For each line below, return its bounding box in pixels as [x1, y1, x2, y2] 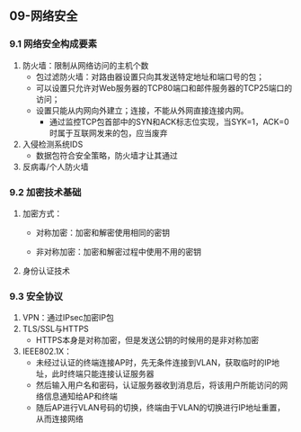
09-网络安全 [9, 8, 78, 24]
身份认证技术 [22, 265, 70, 276]
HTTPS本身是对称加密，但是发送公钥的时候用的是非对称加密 [35, 335, 259, 346]
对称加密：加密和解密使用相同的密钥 [35, 227, 171, 238]
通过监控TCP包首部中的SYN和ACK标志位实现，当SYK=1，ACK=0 [49, 116, 289, 127]
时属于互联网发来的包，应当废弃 [49, 127, 168, 138]
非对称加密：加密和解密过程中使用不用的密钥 [35, 246, 202, 256]
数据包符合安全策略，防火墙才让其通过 [35, 149, 178, 160]
